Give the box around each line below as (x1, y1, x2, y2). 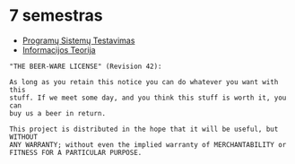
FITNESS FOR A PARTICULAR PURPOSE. (9, 148, 143, 157)
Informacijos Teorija (22, 44, 96, 55)
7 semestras (9, 5, 103, 26)
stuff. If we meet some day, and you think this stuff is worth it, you (9, 93, 287, 102)
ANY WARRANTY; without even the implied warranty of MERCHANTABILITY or (9, 140, 287, 149)
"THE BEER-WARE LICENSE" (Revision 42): (9, 62, 163, 71)
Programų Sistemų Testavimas (22, 35, 135, 46)
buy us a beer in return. (9, 108, 106, 117)
